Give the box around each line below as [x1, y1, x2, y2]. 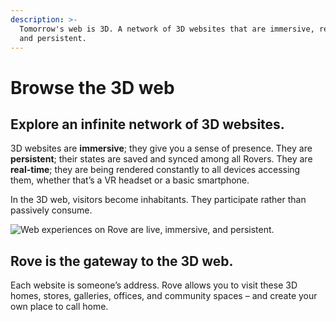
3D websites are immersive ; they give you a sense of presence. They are [10, 142, 313, 155]
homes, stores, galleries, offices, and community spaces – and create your [10, 290, 318, 302]
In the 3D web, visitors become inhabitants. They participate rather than [10, 194, 307, 206]
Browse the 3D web [10, 76, 175, 99]
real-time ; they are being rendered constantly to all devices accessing [10, 164, 301, 176]
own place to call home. [10, 301, 109, 313]
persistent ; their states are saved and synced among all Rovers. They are [10, 153, 313, 165]
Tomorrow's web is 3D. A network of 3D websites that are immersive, [19, 24, 315, 34]
